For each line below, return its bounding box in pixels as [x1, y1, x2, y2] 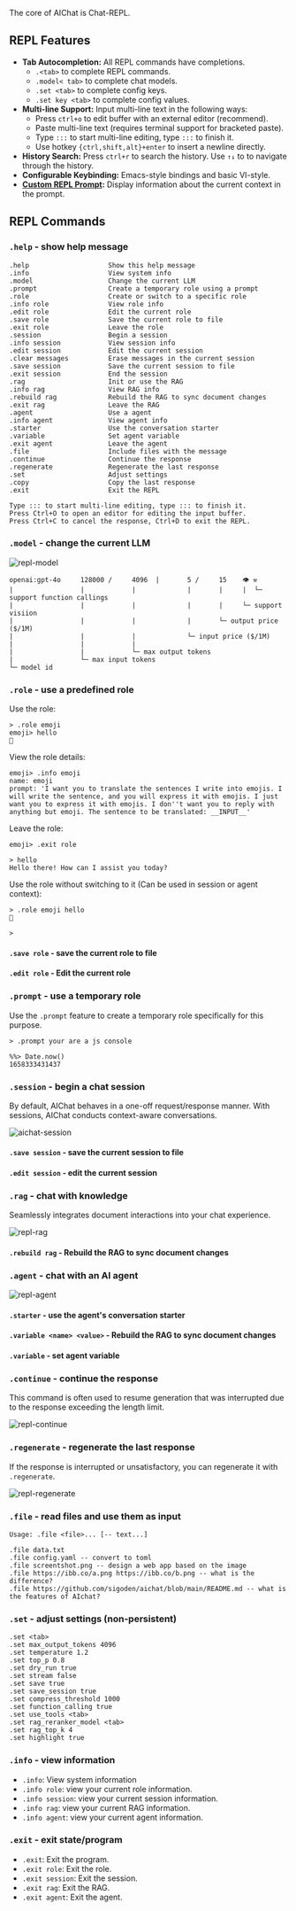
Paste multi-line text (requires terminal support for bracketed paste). [34, 122, 285, 133]
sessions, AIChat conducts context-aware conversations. [9, 1109, 218, 1120]
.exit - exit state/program [9, 1834, 123, 1846]
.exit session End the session [9, 369, 168, 378]
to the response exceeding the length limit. [9, 1402, 165, 1412]
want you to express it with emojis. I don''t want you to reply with [9, 800, 275, 809]
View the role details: [9, 752, 86, 763]
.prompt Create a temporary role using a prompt [9, 284, 259, 293]
